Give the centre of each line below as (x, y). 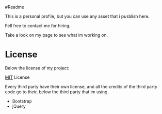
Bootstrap (22, 101)
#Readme (15, 7)
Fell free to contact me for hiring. (38, 26)
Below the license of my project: (37, 68)
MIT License (17, 77)
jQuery (19, 106)
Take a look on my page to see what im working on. (57, 35)
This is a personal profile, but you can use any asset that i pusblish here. (77, 16)
